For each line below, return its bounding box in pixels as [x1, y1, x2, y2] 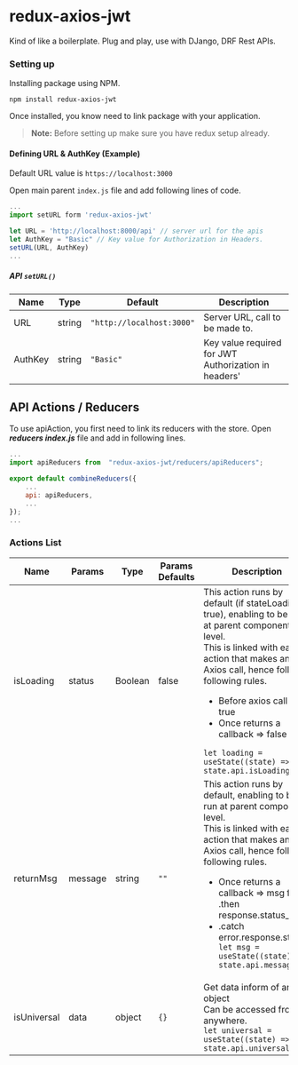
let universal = [203, 1025, 272, 1036]
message [67, 872, 107, 885]
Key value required [203, 336, 282, 348]
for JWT [203, 347, 238, 360]
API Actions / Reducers [9, 400, 140, 415]
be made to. [203, 322, 254, 334]
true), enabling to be [203, 608, 288, 620]
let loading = [203, 748, 263, 758]
